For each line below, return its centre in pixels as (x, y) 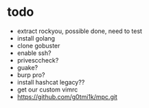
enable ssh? (34, 53)
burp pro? (31, 75)
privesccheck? (38, 60)
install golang (36, 38)
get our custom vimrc (47, 89)
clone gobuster (38, 45)
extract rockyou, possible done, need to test (80, 31)
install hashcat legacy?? (51, 82)
